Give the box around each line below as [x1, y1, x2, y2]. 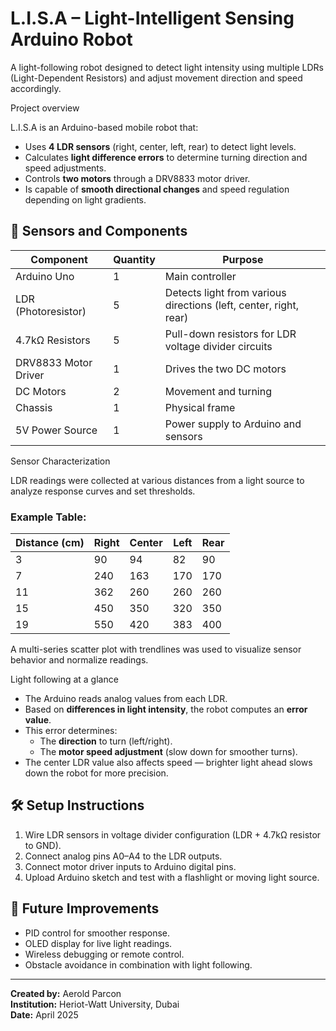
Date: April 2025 [10, 1008, 79, 1021]
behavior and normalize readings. [10, 654, 149, 666]
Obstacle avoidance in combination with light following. [24, 958, 253, 971]
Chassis [15, 400, 53, 414]
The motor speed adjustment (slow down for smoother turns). [39, 746, 298, 758]
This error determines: [24, 725, 118, 737]
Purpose [222, 252, 264, 266]
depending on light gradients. [24, 193, 147, 206]
